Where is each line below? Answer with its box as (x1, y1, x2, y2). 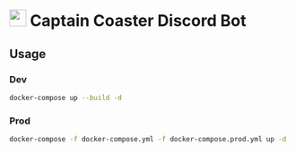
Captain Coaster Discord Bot (30, 11, 247, 31)
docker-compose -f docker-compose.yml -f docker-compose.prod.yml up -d (9, 135, 287, 144)
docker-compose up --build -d (9, 93, 123, 102)
